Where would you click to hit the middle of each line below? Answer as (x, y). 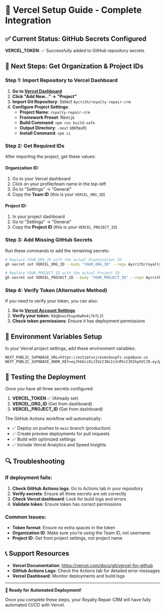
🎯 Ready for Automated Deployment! (43, 590)
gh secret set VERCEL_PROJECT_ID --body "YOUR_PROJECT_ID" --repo (74, 278)
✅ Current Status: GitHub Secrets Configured (76, 39)
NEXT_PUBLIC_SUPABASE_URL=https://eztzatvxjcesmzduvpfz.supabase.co (77, 357)
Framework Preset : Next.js (47, 117)
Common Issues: (26, 517)
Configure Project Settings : (41, 107)
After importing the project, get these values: (50, 156)
